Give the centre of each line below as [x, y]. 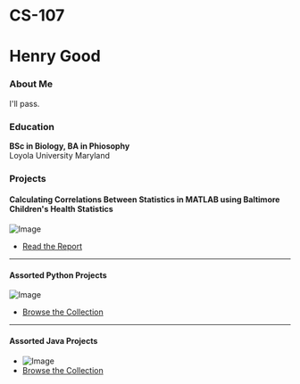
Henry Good [55, 57]
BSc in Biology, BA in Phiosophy [70, 146]
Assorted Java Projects [54, 340]
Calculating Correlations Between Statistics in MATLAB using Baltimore [145, 200]
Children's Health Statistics [61, 209]
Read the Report [52, 247]
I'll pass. [25, 103]
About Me [31, 84]
